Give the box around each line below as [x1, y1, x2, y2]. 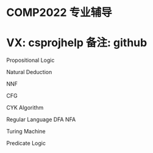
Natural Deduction [6, 69, 52, 76]
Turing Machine [6, 128, 46, 135]
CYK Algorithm [6, 104, 44, 111]
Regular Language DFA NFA [6, 116, 76, 123]
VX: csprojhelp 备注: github [6, 36, 148, 50]
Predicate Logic [6, 140, 46, 147]
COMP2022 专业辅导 [6, 6, 112, 20]
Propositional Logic [6, 56, 55, 64]
